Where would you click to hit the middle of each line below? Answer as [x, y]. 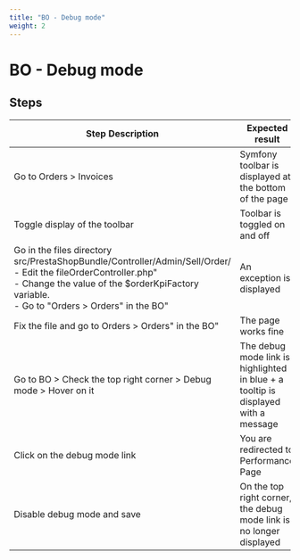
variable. [32, 294]
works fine [262, 331]
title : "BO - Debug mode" [57, 17]
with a [253, 413]
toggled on [262, 224]
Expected [267, 128]
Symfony [258, 154]
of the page [264, 199]
